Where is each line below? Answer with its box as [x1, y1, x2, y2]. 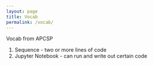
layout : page [6, 8, 38, 15]
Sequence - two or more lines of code [14, 46, 107, 53]
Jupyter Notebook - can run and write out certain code [14, 53, 148, 60]
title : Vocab [6, 14, 38, 20]
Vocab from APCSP [6, 35, 53, 42]
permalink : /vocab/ [6, 19, 54, 25]
